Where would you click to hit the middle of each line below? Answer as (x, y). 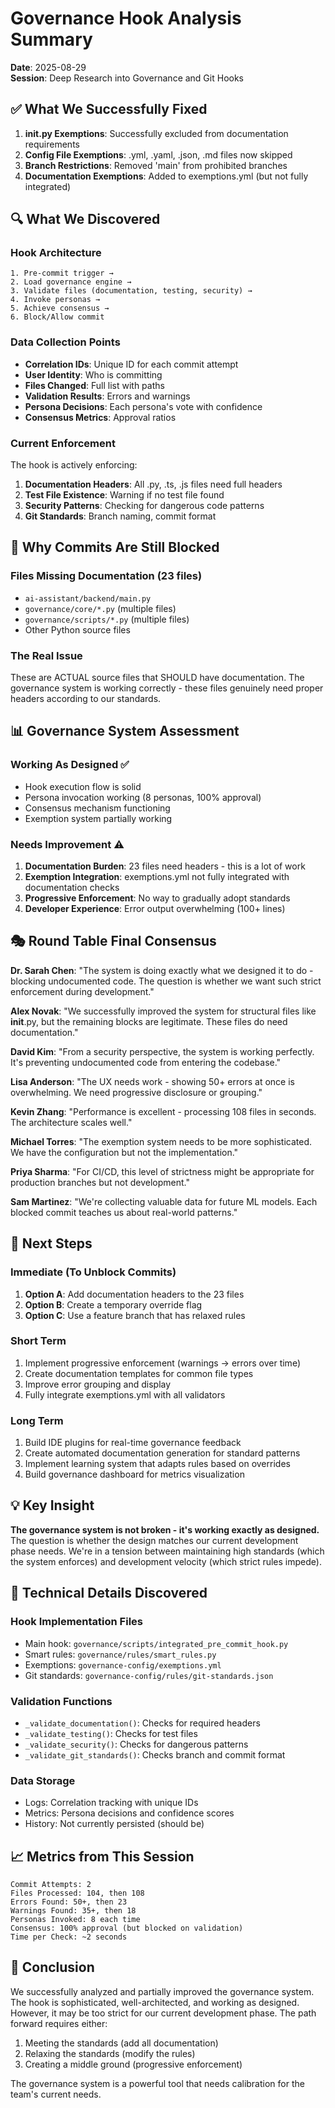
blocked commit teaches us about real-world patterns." (124, 1212)
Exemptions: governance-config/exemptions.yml (123, 1664)
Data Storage (43, 1780)
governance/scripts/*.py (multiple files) (107, 619)
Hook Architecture (56, 253)
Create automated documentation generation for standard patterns (162, 1453)
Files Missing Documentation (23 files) (106, 576)
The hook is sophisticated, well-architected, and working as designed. (155, 2002)
